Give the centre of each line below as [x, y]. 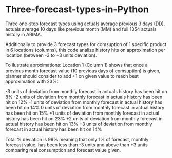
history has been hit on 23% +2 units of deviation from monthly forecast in [84, 118]
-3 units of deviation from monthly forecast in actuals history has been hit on [86, 91]
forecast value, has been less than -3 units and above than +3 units [77, 145]
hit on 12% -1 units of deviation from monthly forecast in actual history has [84, 102]
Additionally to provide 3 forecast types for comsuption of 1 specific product [86, 44]
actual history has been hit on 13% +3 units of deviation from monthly [79, 124]
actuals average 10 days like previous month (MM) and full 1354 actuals [81, 29]
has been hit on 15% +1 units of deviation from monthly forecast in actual [82, 113]
